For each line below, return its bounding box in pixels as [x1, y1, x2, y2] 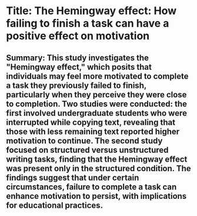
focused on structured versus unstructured [6, 145, 169, 155]
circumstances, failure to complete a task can [6, 182, 177, 192]
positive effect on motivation [6, 30, 150, 42]
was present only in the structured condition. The [6, 163, 191, 174]
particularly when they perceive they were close [6, 90, 187, 100]
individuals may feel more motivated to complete [6, 71, 189, 81]
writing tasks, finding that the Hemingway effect [6, 154, 188, 164]
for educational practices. [6, 200, 103, 210]
